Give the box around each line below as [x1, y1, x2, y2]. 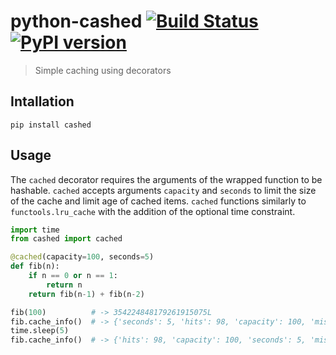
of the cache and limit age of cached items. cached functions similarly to [10, 195, 307, 207]
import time [10, 225, 60, 235]
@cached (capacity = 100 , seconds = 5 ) [10, 252, 155, 262]
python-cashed [10, 10, 143, 33]
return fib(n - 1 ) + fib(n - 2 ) [28, 289, 145, 299]
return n [46, 280, 83, 290]
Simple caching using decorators [34, 64, 172, 76]
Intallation [10, 93, 75, 110]
